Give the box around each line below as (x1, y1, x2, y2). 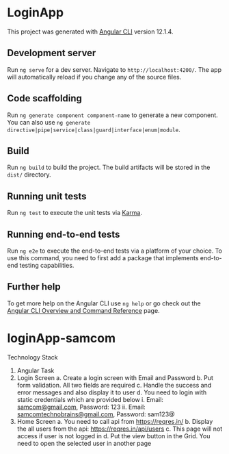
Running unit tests (7, 190, 87, 202)
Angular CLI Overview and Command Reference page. (7, 306, 160, 314)
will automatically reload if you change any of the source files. (7, 73, 182, 81)
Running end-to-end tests (7, 228, 120, 240)
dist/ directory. (7, 171, 51, 179)
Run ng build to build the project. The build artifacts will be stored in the (7, 163, 211, 172)
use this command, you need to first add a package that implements (7, 254, 199, 262)
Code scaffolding (7, 92, 82, 104)
